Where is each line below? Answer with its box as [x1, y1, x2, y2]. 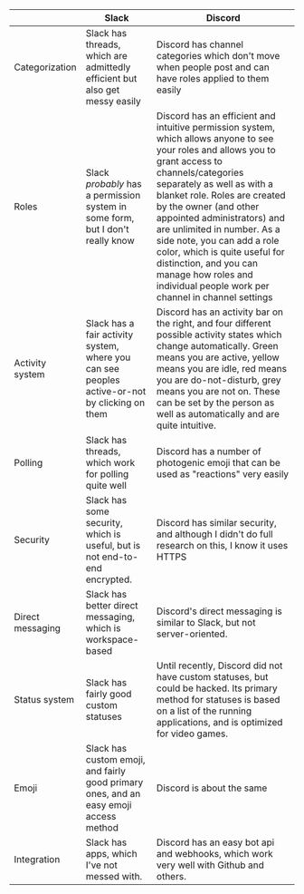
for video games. [157, 727, 229, 740]
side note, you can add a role [157, 235, 280, 247]
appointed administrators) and [157, 212, 285, 224]
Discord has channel [157, 38, 244, 51]
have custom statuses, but [157, 671, 269, 683]
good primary [85, 776, 144, 788]
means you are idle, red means [157, 363, 288, 374]
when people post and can [157, 61, 270, 73]
